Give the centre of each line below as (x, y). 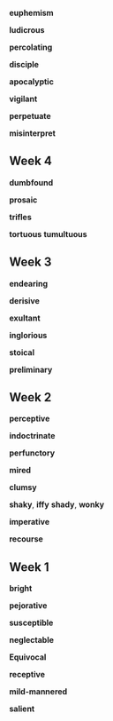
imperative (30, 522)
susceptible (31, 623)
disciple (24, 64)
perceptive (30, 419)
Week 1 (29, 567)
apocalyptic (32, 82)
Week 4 (31, 161)
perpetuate (30, 116)
